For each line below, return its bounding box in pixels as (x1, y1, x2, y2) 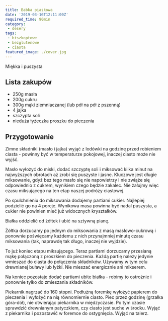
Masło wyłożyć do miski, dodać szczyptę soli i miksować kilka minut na (5, 167, 153, 173)
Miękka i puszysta (5, 63, 43, 69)
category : (5, 21, 26, 27)
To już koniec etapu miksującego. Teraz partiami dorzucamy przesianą (5, 248, 152, 254)
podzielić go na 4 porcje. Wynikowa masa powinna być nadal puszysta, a (5, 203, 157, 209)
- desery (7, 26, 26, 31)
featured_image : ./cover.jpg (5, 49, 66, 54)
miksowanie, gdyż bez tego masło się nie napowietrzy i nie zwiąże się (5, 177, 150, 183)
